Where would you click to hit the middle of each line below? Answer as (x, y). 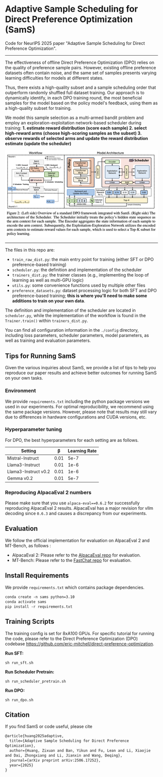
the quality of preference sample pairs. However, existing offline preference (81, 67)
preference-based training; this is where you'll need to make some (80, 296)
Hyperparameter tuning (33, 429)
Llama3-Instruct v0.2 (29, 472)
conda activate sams (26, 602)
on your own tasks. (24, 378)
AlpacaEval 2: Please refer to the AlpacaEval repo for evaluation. (76, 555)
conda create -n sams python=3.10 (40, 597)
